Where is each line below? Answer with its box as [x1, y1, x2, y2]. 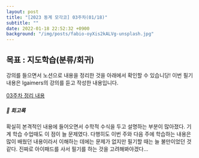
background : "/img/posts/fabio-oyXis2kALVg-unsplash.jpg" [6, 31, 154, 37]
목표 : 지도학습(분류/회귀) [6, 54, 95, 65]
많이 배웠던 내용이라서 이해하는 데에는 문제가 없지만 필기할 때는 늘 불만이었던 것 [6, 138, 192, 145]
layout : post [6, 8, 39, 15]
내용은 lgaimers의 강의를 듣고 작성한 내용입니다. [6, 79, 119, 86]
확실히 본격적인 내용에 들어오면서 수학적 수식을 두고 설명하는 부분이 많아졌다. [6, 123, 186, 130]
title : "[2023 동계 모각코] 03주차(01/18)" [6, 14, 108, 20]
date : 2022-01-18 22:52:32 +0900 [6, 25, 90, 32]
